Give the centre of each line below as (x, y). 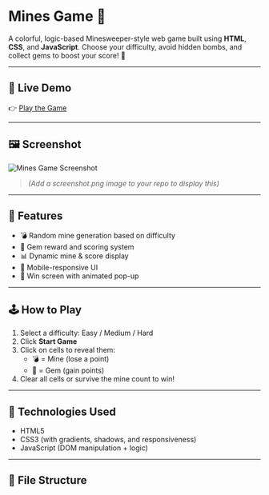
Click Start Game (48, 341)
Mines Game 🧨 (57, 16)
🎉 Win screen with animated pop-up (79, 276)
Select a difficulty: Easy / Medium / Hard (86, 333)
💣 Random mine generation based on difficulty (98, 236)
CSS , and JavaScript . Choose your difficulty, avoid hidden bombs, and (125, 46)
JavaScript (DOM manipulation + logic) (84, 448)
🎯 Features (36, 216)
